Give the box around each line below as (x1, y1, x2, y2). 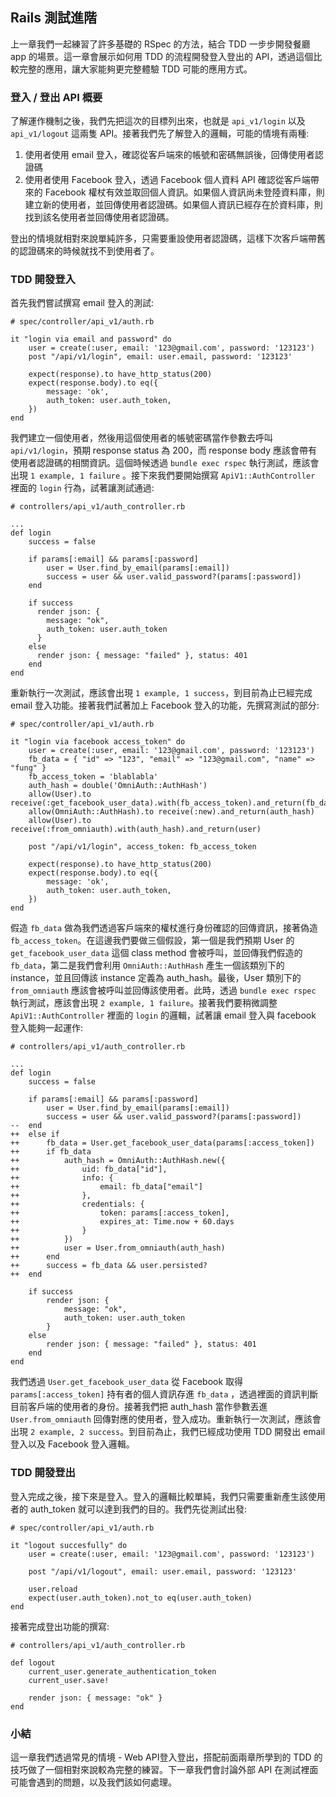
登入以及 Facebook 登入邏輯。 (10, 1438, 135, 1450)
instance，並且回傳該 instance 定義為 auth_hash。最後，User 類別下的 (10, 972, 302, 984)
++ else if (10, 1129, 60, 1140)
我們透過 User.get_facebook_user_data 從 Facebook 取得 (10, 1376, 244, 1388)
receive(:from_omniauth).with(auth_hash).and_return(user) (10, 824, 262, 835)
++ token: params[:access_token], (10, 1208, 230, 1218)
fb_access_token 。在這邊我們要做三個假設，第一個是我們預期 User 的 (10, 934, 295, 947)
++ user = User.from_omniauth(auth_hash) (10, 1243, 226, 1253)
